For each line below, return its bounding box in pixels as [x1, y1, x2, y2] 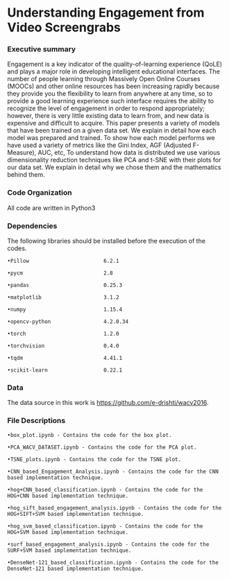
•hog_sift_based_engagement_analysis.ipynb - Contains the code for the [7, 504, 222, 511]
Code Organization [7, 188, 72, 198]
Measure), [7, 148, 37, 157]
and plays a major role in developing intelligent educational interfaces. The [7, 67, 221, 76]
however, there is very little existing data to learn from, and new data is [7, 112, 210, 120]
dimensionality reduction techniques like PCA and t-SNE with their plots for [7, 156, 221, 164]
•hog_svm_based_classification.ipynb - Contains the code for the [7, 522, 203, 530]
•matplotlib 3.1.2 [7, 294, 119, 301]
